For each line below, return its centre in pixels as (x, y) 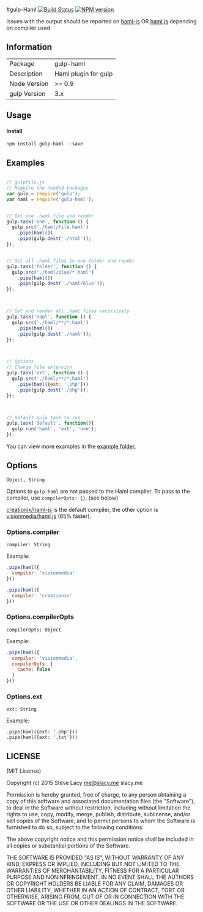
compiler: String (28, 545)
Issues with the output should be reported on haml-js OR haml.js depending (102, 21)
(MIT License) (24, 771)
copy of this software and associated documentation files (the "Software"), (101, 802)
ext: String (21, 709)
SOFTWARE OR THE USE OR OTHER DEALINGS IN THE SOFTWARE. (92, 903)
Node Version (29, 83)
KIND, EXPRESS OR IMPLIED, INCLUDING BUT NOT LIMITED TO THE (93, 864)
